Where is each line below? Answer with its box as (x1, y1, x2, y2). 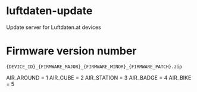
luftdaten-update (6, 4, 93, 18)
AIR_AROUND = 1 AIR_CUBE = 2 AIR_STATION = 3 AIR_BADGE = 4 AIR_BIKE (6, 74, 192, 81)
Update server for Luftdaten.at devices (6, 24, 101, 31)
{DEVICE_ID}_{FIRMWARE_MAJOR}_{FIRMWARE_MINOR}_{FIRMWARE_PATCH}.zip (6, 64, 183, 70)
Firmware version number (6, 44, 137, 58)
